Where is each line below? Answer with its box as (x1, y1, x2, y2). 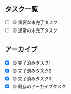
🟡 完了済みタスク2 (12, 68, 52, 74)
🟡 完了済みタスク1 (12, 59, 51, 66)
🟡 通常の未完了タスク (12, 27, 58, 33)
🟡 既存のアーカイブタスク (12, 83, 66, 89)
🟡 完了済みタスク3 (12, 75, 52, 81)
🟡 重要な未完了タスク (12, 19, 58, 25)
